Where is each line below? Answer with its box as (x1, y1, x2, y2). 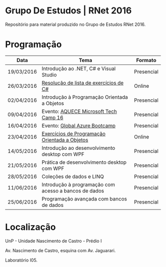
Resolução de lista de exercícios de (41, 79, 124, 86)
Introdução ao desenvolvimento (41, 144, 115, 151)
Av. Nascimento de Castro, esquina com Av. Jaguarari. (5, 247, 116, 253)
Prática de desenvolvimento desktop (41, 159, 127, 166)
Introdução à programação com (41, 181, 115, 188)
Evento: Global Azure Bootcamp (41, 122, 116, 129)
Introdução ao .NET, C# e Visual (41, 65, 116, 72)
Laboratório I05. (5, 257, 38, 263)
